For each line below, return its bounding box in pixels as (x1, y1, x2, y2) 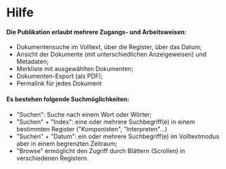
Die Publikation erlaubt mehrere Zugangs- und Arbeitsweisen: (6, 27, 187, 36)
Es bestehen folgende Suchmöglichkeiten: (6, 94, 130, 103)
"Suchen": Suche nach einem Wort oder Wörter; (16, 110, 152, 118)
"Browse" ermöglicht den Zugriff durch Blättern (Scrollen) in (16, 146, 186, 155)
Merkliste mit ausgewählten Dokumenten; (16, 65, 134, 73)
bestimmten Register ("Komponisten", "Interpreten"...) (16, 125, 168, 133)
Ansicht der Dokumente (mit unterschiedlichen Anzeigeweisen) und (16, 50, 207, 59)
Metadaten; (16, 57, 49, 66)
